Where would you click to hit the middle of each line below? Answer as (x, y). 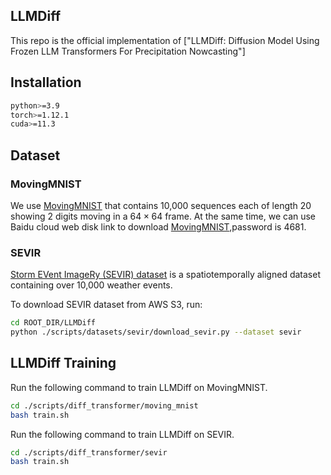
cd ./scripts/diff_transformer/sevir (89, 452)
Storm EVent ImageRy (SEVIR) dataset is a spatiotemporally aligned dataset (165, 275)
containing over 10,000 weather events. (91, 285)
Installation (46, 82)
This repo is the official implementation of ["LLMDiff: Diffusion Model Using (165, 40)
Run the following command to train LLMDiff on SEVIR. (122, 434)
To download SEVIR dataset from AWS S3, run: (106, 305)
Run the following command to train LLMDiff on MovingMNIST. (139, 387)
